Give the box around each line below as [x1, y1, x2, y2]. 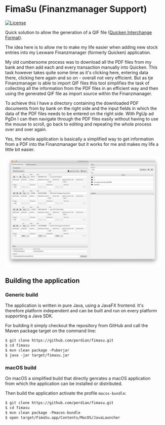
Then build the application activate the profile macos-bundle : [5, 390, 127, 396]
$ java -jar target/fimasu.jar [5, 352, 70, 358]
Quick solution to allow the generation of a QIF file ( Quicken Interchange [5, 29, 152, 35]
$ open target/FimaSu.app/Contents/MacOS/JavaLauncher [5, 415, 121, 421]
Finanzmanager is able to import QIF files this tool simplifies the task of [5, 80, 150, 86]
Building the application [5, 276, 80, 285]
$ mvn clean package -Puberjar [5, 347, 70, 353]
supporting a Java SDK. [5, 313, 53, 319]
